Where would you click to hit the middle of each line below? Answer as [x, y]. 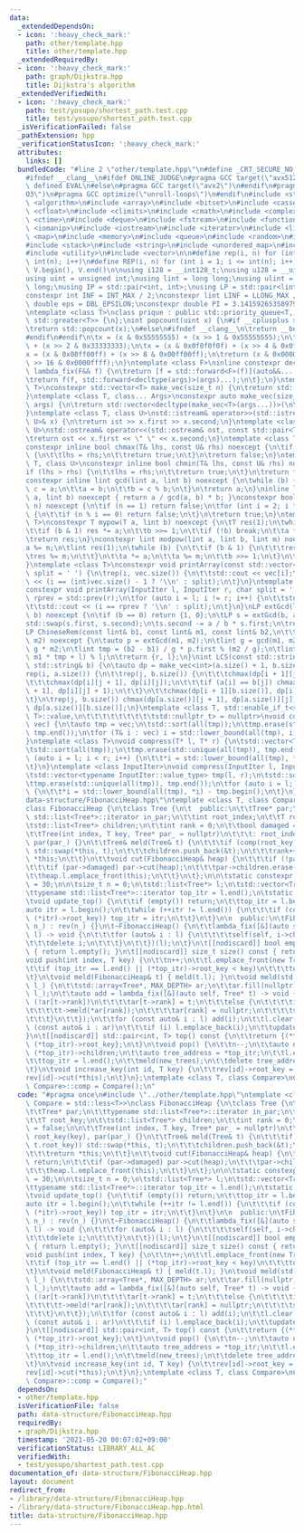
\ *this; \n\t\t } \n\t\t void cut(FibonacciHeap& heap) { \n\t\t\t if [152, 859]
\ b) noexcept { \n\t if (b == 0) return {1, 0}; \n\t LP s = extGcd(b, [157, 615]
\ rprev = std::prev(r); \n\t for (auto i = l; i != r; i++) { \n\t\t [155, 598]
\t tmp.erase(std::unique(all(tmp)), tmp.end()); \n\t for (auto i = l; [160, 784]
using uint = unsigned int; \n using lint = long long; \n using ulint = [160, 279]
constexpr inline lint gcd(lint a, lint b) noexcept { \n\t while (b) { [161, 481]
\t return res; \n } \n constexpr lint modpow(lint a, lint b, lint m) [153, 539]
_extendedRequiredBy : [58, 60]
